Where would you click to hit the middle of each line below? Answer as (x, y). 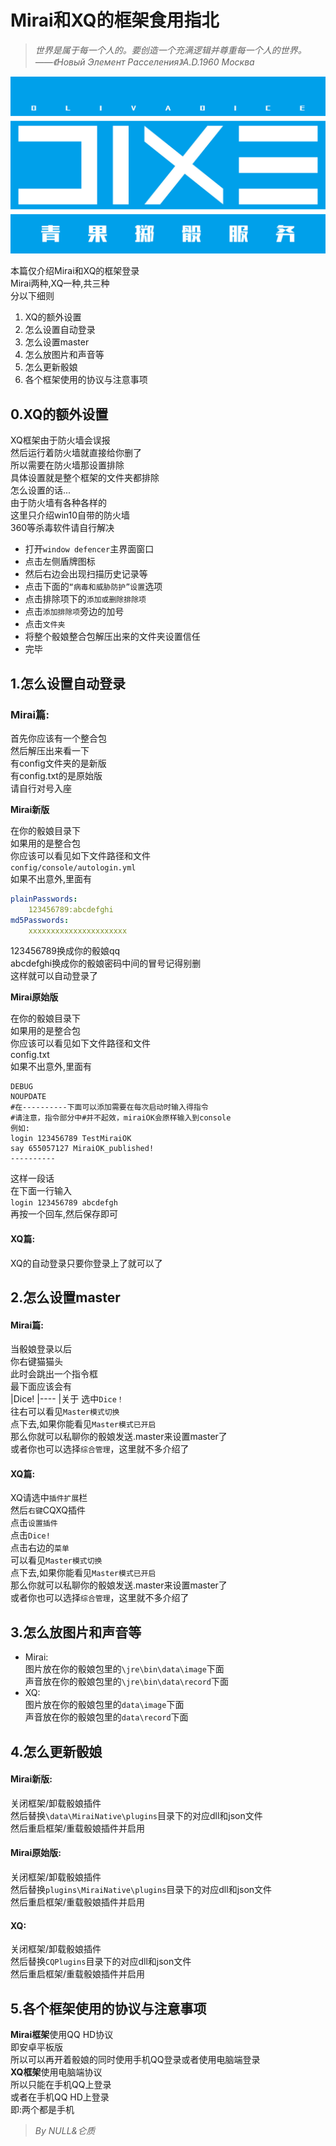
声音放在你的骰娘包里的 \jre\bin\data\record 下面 (126, 1682)
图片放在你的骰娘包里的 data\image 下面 (104, 1705)
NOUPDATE (28, 1097)
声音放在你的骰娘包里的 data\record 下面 (106, 1717)
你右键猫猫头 (36, 1362)
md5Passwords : (40, 920)
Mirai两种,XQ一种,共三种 (60, 283)
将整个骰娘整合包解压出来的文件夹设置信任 (112, 637)
